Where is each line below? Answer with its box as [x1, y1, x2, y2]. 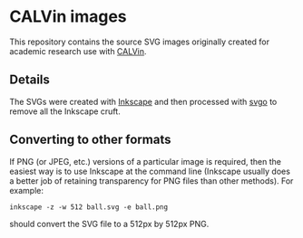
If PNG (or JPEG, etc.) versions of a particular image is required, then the [9, 156, 281, 167]
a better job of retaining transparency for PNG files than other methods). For [9, 175, 294, 186]
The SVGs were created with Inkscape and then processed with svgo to [9, 96, 278, 107]
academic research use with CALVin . [9, 45, 147, 56]
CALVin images [9, 6, 127, 27]
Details [9, 72, 50, 88]
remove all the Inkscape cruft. [9, 106, 121, 117]
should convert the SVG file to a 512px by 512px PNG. [9, 218, 210, 229]
